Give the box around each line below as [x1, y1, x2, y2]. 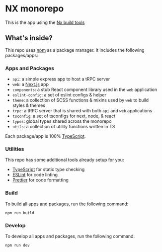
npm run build [5, 210, 35, 215]
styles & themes [12, 102, 46, 108]
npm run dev [5, 243, 30, 248]
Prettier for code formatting [12, 177, 69, 183]
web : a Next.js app [12, 82, 49, 87]
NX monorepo [5, 3, 64, 14]
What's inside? [5, 34, 53, 42]
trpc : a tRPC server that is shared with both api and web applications [12, 108, 153, 114]
